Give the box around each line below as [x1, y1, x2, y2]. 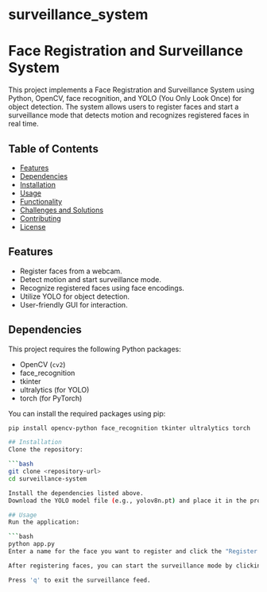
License [19, 222, 46, 231]
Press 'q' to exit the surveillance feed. [8, 576, 151, 584]
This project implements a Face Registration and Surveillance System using [8, 85, 255, 95]
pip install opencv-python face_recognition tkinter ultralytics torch [8, 424, 250, 432]
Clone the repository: [8, 446, 83, 454]
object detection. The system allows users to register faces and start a [8, 102, 239, 112]
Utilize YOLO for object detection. [19, 292, 130, 301]
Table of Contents [8, 141, 99, 156]
